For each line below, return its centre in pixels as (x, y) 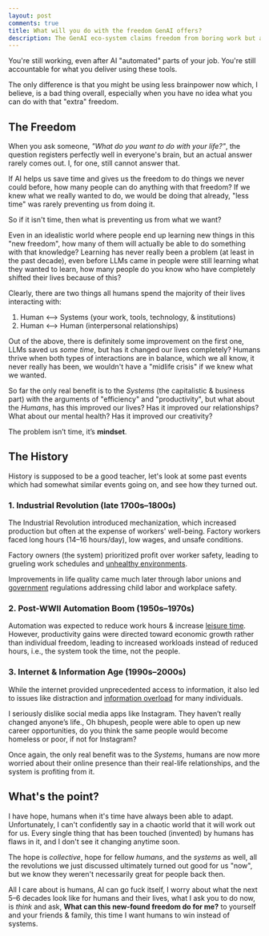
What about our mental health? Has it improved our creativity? (110, 416)
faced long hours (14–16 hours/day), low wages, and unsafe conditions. (126, 540)
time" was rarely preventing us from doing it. (82, 204)
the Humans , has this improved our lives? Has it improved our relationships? (134, 408)
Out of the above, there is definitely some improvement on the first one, (126, 342)
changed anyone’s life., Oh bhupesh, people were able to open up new (124, 722)
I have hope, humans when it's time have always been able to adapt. (121, 816)
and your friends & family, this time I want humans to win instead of (119, 915)
